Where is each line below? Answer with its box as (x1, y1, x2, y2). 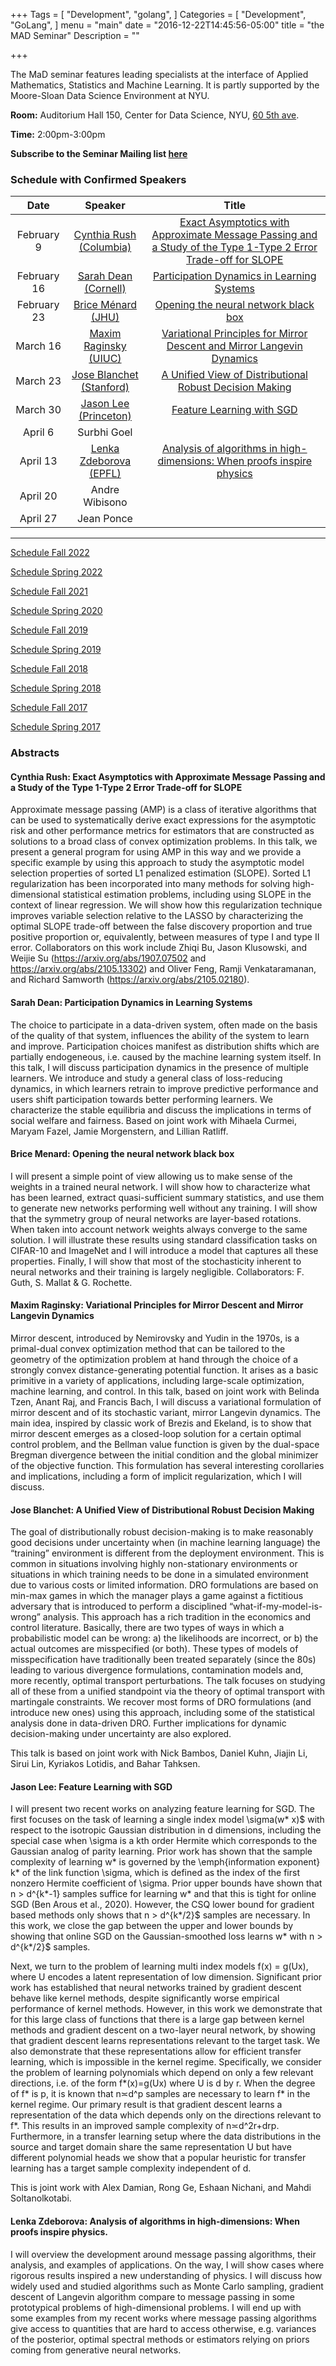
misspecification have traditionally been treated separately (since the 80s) (10, 1654, 317, 1666)
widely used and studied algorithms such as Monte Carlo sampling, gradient (10, 2280, 324, 2292)
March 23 (15, 374, 62, 388)
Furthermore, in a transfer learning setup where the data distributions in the (10, 2130, 322, 2143)
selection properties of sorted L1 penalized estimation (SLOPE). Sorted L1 (10, 867, 311, 879)
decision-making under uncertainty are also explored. (10, 1728, 232, 1740)
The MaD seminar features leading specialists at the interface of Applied (10, 69, 309, 80)
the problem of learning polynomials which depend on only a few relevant (10, 2067, 314, 2079)
